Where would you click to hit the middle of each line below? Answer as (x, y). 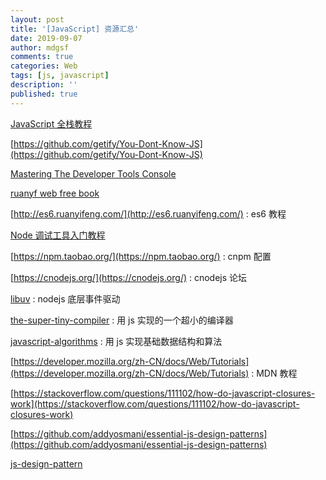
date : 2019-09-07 (46, 38)
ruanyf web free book (55, 193)
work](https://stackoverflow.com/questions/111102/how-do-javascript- (155, 403)
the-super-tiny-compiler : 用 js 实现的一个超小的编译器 (122, 320)
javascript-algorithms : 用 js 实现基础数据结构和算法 (116, 341)
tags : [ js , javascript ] (60, 76)
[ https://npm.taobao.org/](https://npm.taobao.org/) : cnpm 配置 (141, 256)
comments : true (42, 57)
